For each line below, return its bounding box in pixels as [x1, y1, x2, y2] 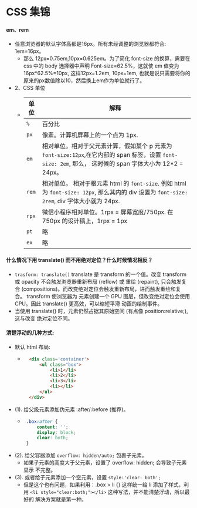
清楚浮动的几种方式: [6, 329, 55, 337]
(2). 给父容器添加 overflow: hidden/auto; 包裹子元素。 [14, 452, 147, 459]
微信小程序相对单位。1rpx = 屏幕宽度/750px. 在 [42, 208, 174, 216]
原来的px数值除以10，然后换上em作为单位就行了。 [23, 77, 145, 84]
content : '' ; [36, 424, 69, 430]
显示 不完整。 [23, 466, 56, 473]
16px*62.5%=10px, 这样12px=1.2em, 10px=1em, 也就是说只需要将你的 [23, 70, 191, 77]
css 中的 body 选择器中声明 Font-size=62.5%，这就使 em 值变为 [23, 62, 179, 69]
